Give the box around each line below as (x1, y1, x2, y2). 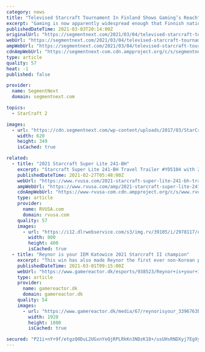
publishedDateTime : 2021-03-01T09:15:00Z (17, 263, 124, 269)
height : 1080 (28, 320, 62, 326)
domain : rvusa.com (22, 212, 70, 218)
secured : (6, 336, 29, 342)
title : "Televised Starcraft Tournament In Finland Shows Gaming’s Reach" (6, 15, 201, 21)
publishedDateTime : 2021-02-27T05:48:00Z (17, 172, 124, 178)
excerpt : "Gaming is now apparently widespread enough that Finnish (6, 20, 184, 26)
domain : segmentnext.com (12, 94, 75, 100)
